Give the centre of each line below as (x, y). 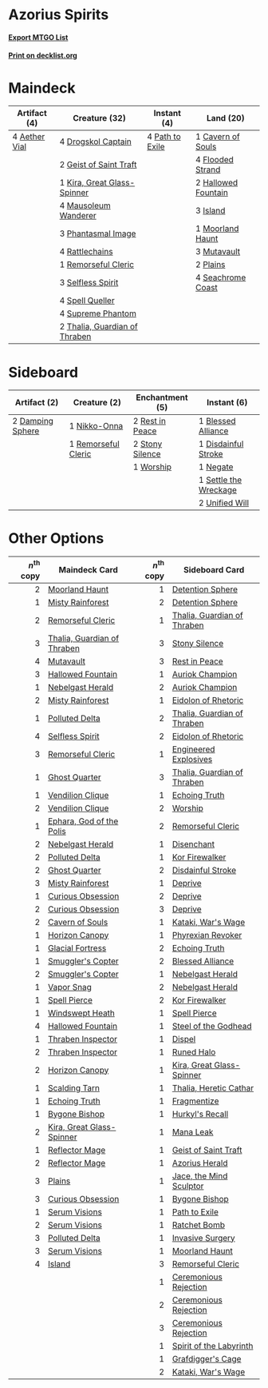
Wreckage (218, 490)
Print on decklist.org (43, 56)
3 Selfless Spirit (89, 283)
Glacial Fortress (77, 947)
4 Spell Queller (87, 301)
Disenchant (193, 844)
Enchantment (162, 397)
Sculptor (188, 1186)
